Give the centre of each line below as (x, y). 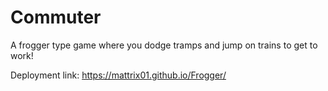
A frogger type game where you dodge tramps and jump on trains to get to (164, 45)
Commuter (56, 17)
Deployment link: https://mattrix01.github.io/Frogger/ (118, 75)
